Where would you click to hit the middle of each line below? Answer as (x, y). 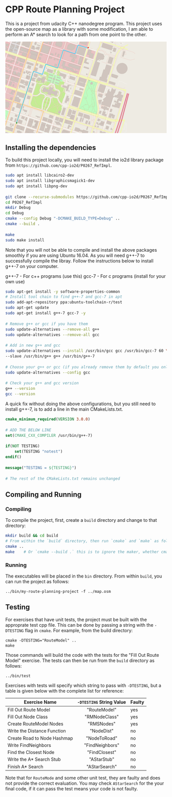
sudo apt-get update (27, 308)
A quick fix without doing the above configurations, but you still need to (81, 404)
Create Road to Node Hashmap (40, 738)
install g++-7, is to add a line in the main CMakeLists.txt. (64, 409)
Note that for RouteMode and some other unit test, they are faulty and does (83, 778)
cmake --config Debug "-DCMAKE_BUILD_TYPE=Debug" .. (63, 218)
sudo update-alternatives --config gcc (48, 372)
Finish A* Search (25, 766)
